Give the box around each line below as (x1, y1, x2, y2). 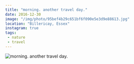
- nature (7, 35, 26, 40)
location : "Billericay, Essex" (5, 21, 70, 26)
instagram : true (5, 26, 39, 31)
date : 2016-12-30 (5, 12, 41, 17)
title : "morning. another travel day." (5, 7, 88, 12)
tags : (5, 30, 16, 35)
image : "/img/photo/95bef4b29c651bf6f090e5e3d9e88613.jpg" (5, 16, 130, 21)
